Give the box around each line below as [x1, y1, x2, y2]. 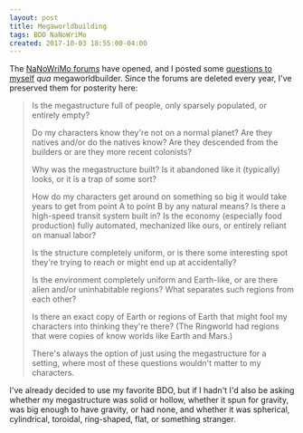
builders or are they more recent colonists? [31, 147, 193, 158]
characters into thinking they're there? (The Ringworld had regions [31, 321, 280, 332]
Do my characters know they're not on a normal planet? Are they [31, 128, 273, 139]
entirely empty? [31, 110, 90, 120]
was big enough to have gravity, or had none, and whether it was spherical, [9, 404, 290, 415]
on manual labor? [31, 230, 97, 241]
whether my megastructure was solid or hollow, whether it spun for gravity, [9, 395, 289, 406]
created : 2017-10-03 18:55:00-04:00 [9, 38, 147, 48]
